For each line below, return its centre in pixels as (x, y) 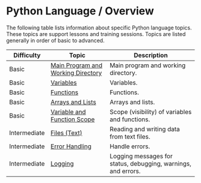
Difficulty (27, 55)
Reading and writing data (145, 129)
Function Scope (73, 119)
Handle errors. (130, 146)
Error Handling (71, 146)
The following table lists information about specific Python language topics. (99, 28)
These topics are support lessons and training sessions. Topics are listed (96, 34)
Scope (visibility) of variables (151, 112)
